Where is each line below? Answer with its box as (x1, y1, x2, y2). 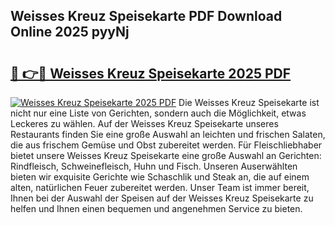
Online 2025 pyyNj (10, 24, 130, 41)
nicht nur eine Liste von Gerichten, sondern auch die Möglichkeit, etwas (10, 107, 307, 119)
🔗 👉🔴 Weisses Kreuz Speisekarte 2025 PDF (10, 65, 292, 82)
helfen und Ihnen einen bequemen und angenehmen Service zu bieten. (10, 203, 303, 214)
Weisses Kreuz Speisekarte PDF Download (10, 8, 283, 25)
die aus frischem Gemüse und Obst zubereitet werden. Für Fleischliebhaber (10, 139, 323, 151)
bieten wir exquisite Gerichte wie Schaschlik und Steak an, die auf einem (10, 171, 310, 183)
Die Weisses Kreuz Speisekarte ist (178, 97, 320, 108)
